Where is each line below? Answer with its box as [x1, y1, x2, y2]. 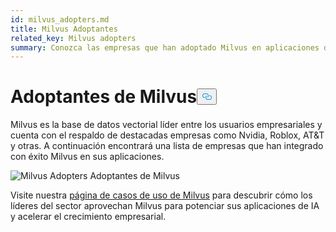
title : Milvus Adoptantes [10, 24, 118, 34]
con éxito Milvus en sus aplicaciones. [10, 151, 165, 163]
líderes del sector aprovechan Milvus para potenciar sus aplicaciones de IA [10, 200, 320, 212]
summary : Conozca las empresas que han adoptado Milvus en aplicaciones [10, 42, 320, 53]
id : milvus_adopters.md [10, 14, 110, 25]
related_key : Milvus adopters [10, 33, 137, 43]
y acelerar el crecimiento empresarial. [10, 211, 167, 223]
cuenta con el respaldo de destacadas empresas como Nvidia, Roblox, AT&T [10, 129, 325, 141]
